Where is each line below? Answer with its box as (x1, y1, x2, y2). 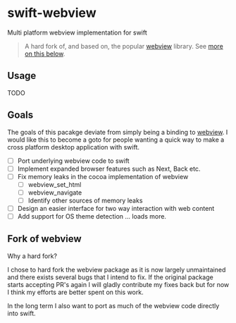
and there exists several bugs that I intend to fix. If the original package (7, 273, 213, 281)
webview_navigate (27, 188, 82, 197)
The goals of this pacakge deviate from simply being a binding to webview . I (7, 128, 228, 136)
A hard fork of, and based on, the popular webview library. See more (24, 42, 223, 50)
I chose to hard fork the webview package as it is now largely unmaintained (7, 265, 226, 274)
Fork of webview (7, 233, 82, 245)
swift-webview (7, 5, 97, 21)
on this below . (24, 49, 66, 58)
